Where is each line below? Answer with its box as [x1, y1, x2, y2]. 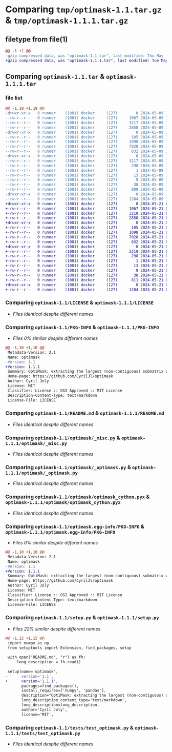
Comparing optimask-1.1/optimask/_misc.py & [5, 434, 120, 441]
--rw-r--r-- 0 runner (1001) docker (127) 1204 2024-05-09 [5, 196, 164, 201]
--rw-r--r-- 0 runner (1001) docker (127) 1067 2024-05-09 [5, 115, 164, 121]
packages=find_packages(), [21, 683, 79, 688]
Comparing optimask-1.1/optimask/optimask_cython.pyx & [5, 493, 150, 500]
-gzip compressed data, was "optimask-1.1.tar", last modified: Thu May [5, 53, 164, 58]
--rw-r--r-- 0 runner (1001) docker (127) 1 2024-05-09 [5, 168, 164, 173]
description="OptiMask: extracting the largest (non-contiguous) [21, 693, 164, 698]
